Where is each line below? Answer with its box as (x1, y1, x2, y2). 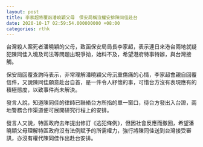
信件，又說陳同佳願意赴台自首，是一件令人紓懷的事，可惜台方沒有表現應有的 (6, 79, 197, 86)
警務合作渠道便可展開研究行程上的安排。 (11, 106, 112, 114)
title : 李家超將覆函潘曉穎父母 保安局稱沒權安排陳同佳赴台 (6, 15, 138, 21)
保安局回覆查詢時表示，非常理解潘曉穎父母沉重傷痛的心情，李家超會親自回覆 (6, 71, 197, 79)
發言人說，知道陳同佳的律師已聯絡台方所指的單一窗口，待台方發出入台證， (6, 99, 192, 106)
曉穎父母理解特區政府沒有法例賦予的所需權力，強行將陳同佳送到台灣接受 (6, 127, 186, 134)
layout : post (6, 8, 39, 15)
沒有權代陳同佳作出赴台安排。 (22, 134, 97, 142)
